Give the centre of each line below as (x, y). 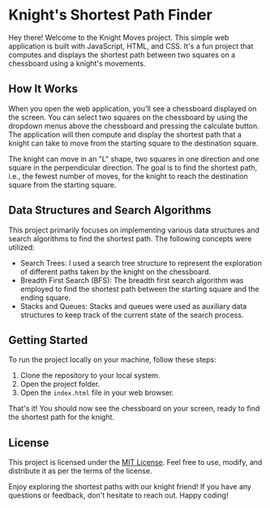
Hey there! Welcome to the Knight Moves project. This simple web (119, 37)
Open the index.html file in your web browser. (97, 393)
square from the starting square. (62, 185)
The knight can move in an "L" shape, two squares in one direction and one (134, 158)
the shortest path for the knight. (62, 417)
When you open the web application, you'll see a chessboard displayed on (133, 108)
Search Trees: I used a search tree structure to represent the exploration (141, 263)
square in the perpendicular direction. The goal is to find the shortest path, (133, 167)
